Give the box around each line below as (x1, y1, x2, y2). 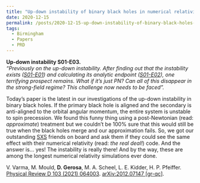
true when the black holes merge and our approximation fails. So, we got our (6, 126, 194, 134)
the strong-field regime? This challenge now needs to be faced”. (6, 83, 165, 91)
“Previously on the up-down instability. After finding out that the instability (6, 64, 189, 72)
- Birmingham (11, 31, 44, 37)
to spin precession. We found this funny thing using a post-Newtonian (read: (6, 114, 193, 121)
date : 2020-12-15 (6, 14, 49, 20)
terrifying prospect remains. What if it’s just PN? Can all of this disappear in (6, 77, 192, 84)
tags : (6, 25, 20, 32)
